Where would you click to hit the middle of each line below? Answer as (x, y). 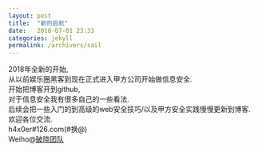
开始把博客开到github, (44, 90)
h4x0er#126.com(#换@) (48, 130)
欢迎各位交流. (31, 119)
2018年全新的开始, (38, 70)
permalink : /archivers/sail (55, 46)
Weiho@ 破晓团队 (36, 139)
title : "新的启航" (38, 23)
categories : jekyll (41, 38)
